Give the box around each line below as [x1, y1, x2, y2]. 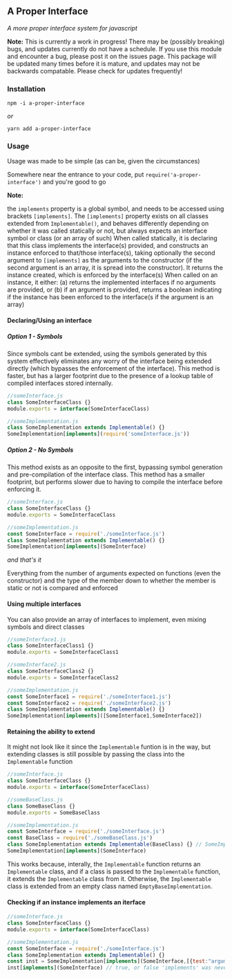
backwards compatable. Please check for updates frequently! [7, 66, 183, 75]
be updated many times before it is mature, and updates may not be [7, 59, 200, 68]
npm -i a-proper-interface [7, 100, 85, 107]
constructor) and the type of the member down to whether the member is [7, 576, 216, 585]
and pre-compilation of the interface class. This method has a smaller [7, 470, 205, 479]
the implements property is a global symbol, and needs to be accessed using [7, 204, 224, 213]
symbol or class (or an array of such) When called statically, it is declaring [7, 234, 217, 242]
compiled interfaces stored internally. [7, 379, 113, 387]
